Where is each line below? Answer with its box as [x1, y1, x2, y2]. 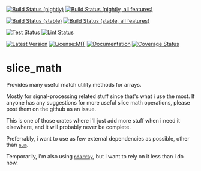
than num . [6, 141, 29, 148]
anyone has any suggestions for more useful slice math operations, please [6, 99, 190, 106]
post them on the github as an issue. [6, 105, 97, 112]
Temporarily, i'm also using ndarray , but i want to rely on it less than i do [6, 152, 184, 160]
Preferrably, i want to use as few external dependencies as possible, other [6, 135, 190, 142]
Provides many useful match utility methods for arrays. [6, 81, 142, 88]
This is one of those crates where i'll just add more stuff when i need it [6, 117, 181, 124]
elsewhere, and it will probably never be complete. [6, 123, 131, 130]
